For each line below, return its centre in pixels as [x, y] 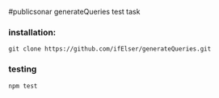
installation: [32, 32]
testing [23, 69]
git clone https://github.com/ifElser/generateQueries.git [110, 49]
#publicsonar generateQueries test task [74, 12]
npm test [23, 86]
